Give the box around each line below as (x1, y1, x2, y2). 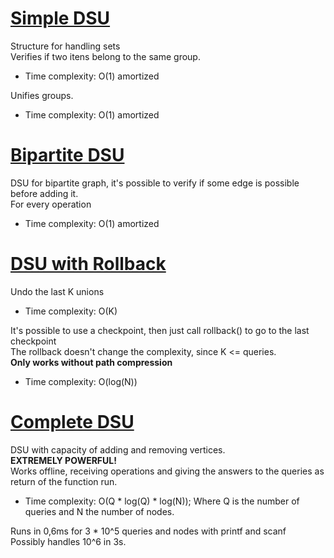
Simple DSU (10, 7, 111, 30)
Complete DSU (10, 411, 135, 433)
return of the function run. (10, 475, 118, 487)
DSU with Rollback (10, 253, 167, 276)
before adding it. (10, 187, 79, 199)
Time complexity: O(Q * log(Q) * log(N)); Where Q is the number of (24, 495, 300, 507)
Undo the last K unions (10, 285, 105, 297)
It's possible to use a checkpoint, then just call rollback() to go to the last (10, 324, 310, 336)
